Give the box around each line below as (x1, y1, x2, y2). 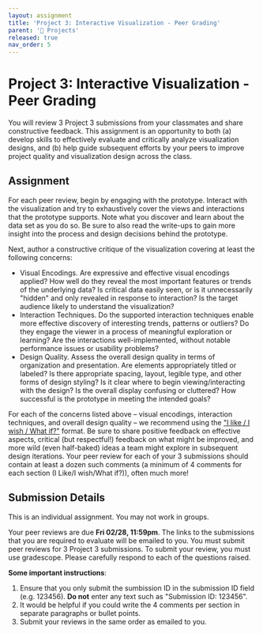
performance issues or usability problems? (19, 343, 160, 353)
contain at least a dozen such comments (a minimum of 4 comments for (8, 459, 242, 469)
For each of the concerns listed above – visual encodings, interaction (8, 409, 233, 419)
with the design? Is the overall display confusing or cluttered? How (19, 385, 237, 395)
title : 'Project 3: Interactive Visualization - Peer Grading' (8, 19, 221, 27)
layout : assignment (8, 11, 73, 20)
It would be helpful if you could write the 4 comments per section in (19, 600, 240, 609)
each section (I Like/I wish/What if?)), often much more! (8, 468, 190, 477)
